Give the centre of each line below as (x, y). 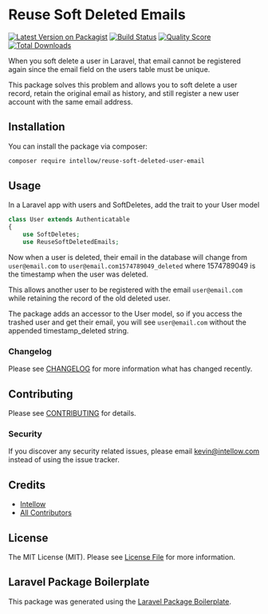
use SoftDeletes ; (51, 235)
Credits (27, 485)
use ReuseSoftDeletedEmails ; (71, 242)
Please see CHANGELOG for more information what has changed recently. (130, 369)
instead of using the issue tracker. (64, 460)
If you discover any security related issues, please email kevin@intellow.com (134, 451)
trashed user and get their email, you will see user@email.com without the (128, 322)
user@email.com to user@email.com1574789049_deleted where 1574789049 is (132, 265)
